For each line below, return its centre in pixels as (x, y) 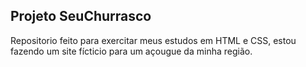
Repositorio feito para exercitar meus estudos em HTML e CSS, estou (153, 40)
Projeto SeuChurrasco (81, 16)
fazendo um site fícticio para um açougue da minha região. (131, 51)
